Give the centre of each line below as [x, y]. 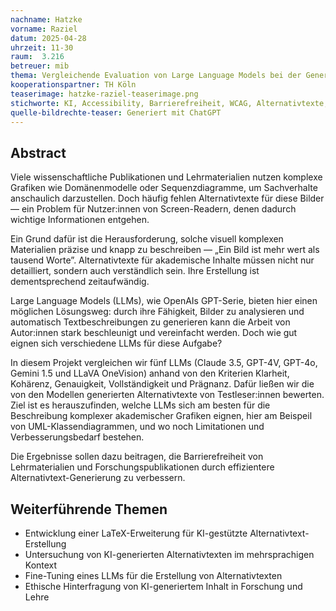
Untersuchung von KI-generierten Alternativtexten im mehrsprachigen [169, 554]
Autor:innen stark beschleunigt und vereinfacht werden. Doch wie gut [154, 333]
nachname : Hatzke [46, 19]
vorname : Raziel [44, 29]
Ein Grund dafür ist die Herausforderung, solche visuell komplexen [147, 239]
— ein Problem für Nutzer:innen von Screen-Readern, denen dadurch [153, 209]
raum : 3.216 [37, 57]
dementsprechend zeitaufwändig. [80, 282]
